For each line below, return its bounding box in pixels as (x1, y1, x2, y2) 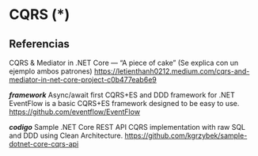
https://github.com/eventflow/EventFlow (9, 107, 141, 116)
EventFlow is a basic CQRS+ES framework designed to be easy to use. (9, 99, 240, 108)
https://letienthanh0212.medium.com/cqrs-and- (94, 67, 250, 76)
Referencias (9, 37, 70, 51)
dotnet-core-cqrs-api (9, 139, 79, 148)
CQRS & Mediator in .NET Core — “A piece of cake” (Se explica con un (9, 58, 239, 67)
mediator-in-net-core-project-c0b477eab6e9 (9, 75, 157, 84)
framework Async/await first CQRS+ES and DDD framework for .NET (9, 90, 236, 100)
